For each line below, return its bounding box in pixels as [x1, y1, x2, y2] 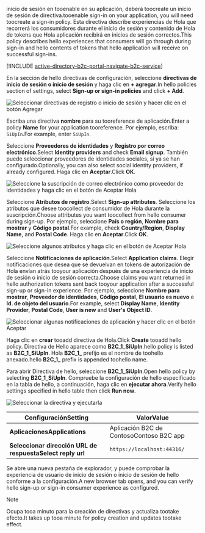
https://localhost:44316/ [109, 446, 185, 452]
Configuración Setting [24, 413, 89, 422]
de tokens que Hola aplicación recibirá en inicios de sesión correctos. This [6, 31, 192, 38]
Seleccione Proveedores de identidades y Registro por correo [6, 142, 165, 149]
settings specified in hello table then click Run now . [6, 387, 136, 394]
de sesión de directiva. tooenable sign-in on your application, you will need [6, 12, 193, 19]
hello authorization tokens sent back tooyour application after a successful [6, 280, 194, 288]
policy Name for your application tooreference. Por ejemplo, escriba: [6, 124, 179, 131]
